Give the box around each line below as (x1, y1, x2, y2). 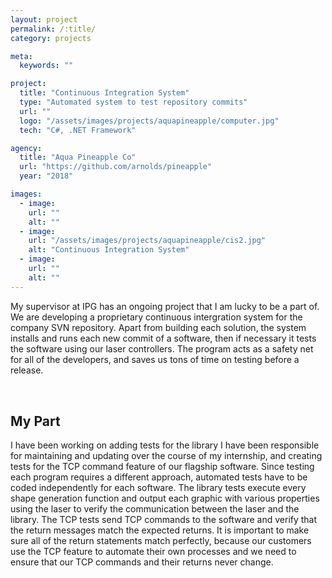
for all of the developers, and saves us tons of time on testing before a (10, 353, 300, 365)
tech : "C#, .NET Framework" (19, 125, 137, 135)
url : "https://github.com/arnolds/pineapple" (19, 162, 213, 172)
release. (10, 364, 44, 376)
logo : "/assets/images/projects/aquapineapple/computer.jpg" (19, 116, 280, 126)
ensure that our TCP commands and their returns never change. (10, 556, 274, 568)
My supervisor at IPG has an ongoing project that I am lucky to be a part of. (10, 300, 320, 312)
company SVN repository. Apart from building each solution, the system (10, 321, 307, 333)
